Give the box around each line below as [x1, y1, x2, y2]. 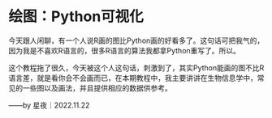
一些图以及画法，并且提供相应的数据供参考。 [22, 82, 172, 93]
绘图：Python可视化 [8, 7, 144, 26]
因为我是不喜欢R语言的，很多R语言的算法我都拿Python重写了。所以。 [8, 45, 241, 55]
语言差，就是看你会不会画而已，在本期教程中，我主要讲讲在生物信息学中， [8, 73, 257, 82]
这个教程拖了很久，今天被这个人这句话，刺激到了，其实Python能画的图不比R [8, 62, 265, 73]
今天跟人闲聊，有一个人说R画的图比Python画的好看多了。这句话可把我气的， [8, 36, 265, 45]
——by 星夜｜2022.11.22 [8, 100, 90, 110]
